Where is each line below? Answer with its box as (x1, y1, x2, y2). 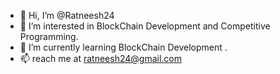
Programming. (19, 31, 79, 42)
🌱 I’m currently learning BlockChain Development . (19, 41, 228, 53)
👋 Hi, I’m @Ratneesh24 (19, 10, 115, 21)
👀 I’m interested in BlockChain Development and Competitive (19, 20, 271, 32)
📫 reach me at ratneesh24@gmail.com (19, 53, 183, 64)
